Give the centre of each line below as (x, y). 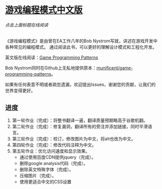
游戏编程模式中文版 (44, 10)
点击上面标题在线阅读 (27, 25)
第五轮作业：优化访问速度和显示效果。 (51, 151)
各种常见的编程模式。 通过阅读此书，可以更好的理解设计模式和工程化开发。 (81, 47)
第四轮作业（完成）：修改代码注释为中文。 (54, 145)
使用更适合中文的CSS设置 (45, 182)
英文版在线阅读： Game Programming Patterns (52, 57)
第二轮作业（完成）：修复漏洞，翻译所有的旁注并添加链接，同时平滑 (80, 127)
